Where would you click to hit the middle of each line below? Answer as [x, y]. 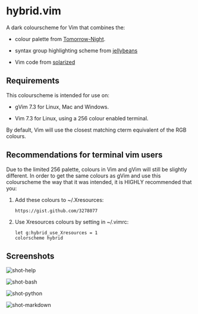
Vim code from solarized [45, 62]
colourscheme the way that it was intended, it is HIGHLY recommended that [99, 182]
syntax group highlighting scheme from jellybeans [76, 50]
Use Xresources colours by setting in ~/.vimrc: [72, 222]
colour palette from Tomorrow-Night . [60, 39]
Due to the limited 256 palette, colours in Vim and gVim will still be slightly [97, 169]
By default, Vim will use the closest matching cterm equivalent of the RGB [96, 130]
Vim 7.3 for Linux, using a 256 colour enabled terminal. [81, 118]
